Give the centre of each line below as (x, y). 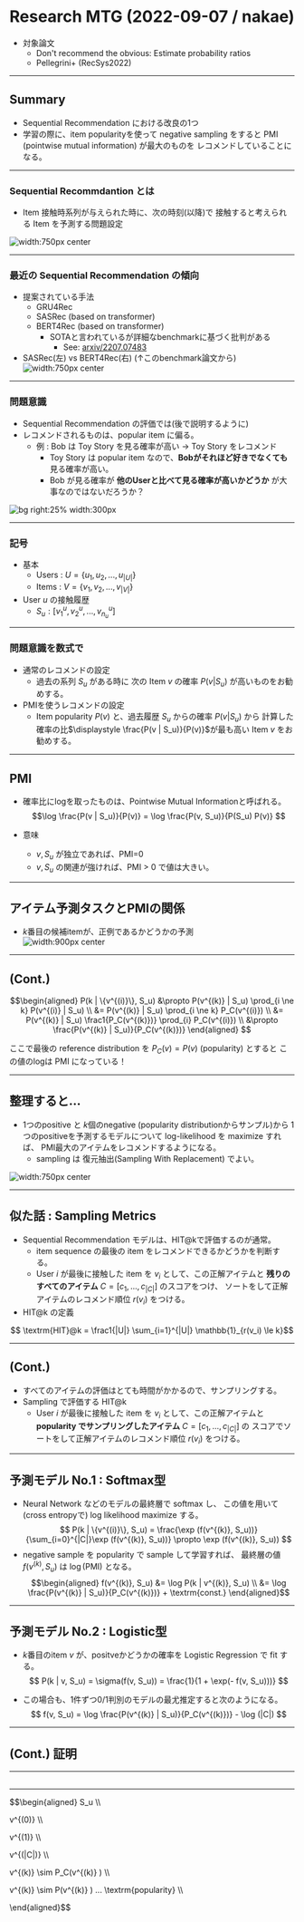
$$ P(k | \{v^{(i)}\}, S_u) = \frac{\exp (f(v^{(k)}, (146, 1530)
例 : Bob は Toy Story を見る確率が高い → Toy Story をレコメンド (157, 446)
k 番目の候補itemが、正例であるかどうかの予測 (108, 932)
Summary (38, 100)
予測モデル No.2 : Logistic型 (88, 1632)
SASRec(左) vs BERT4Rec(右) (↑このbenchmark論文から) (129, 358)
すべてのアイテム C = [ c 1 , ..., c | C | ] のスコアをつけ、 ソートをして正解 (162, 1287)
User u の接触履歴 (56, 599)
